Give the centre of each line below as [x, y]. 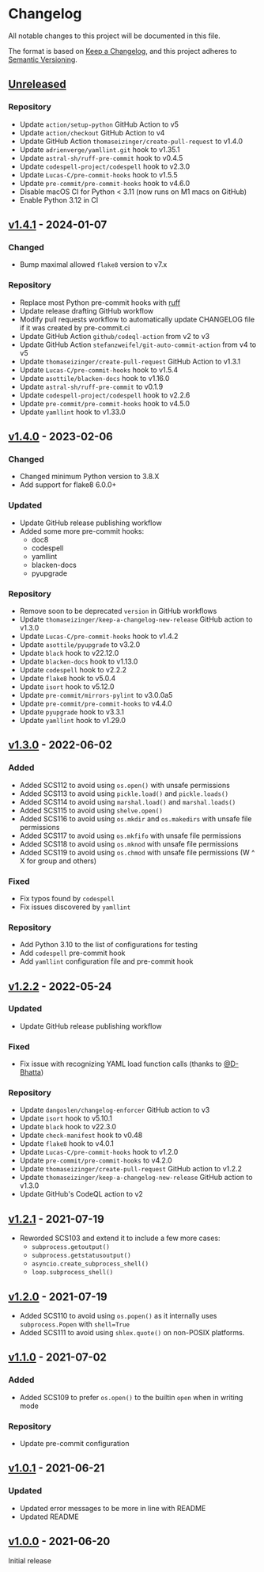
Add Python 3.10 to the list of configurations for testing [108, 945]
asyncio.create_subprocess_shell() [90, 1264]
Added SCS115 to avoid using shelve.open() [91, 810]
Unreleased [38, 84]
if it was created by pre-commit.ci [75, 327]
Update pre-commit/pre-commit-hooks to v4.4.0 [96, 703]
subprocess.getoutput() [71, 1247]
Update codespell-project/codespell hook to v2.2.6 [105, 395]
